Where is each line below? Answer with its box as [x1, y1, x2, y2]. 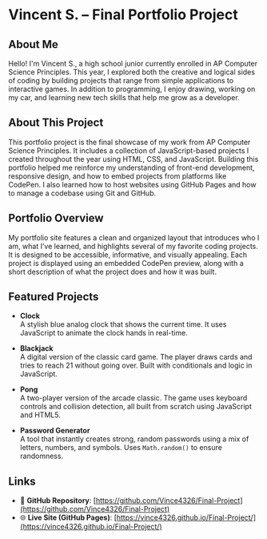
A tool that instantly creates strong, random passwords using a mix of [19, 434, 249, 444]
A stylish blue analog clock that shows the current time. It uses [19, 320, 227, 329]
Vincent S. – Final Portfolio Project [8, 6, 238, 24]
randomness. [19, 451, 64, 461]
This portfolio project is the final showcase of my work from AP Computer [8, 137, 251, 147]
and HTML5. [19, 410, 62, 420]
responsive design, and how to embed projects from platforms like [8, 171, 227, 181]
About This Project [8, 116, 104, 130]
